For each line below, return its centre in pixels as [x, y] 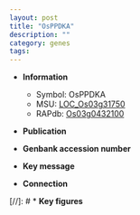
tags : [19, 51]
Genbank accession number [76, 149]
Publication [44, 131]
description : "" [40, 34]
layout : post [34, 18]
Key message [48, 166]
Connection [45, 184]
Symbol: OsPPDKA [71, 95]
